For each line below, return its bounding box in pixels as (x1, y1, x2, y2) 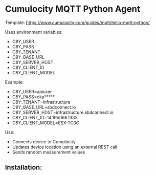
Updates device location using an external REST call (12, 144, 117, 150)
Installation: (5, 163, 43, 172)
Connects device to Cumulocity (12, 138, 76, 145)
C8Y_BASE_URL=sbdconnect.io (12, 104, 76, 110)
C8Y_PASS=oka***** (12, 94, 55, 100)
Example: (5, 79, 24, 85)
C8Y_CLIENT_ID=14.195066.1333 (12, 114, 78, 120)
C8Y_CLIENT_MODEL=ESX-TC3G (12, 120, 80, 126)
